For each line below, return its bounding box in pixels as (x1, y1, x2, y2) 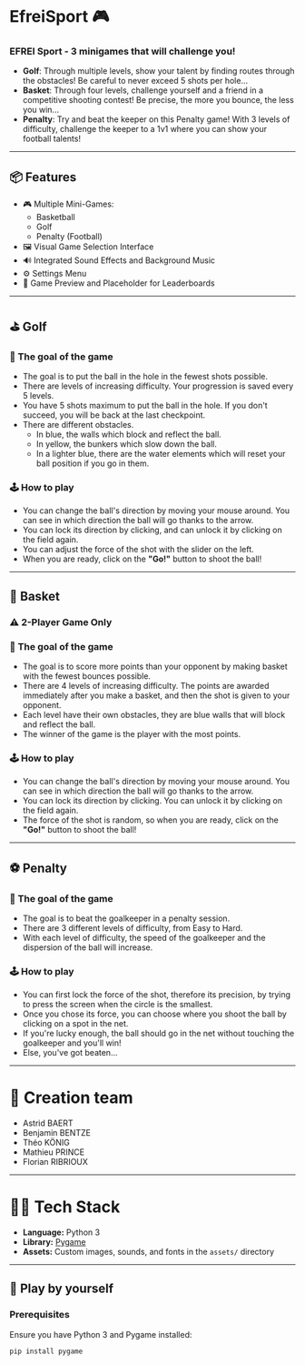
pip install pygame (9, 1347, 84, 1356)
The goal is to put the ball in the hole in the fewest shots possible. (22, 370, 268, 381)
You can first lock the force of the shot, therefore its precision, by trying (22, 989, 291, 1000)
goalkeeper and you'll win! (22, 1037, 122, 1048)
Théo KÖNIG (22, 1137, 70, 1148)
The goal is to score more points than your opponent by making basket (22, 661, 288, 672)
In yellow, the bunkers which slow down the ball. (35, 438, 218, 450)
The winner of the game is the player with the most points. (22, 728, 241, 739)
